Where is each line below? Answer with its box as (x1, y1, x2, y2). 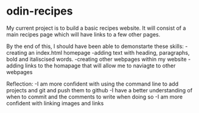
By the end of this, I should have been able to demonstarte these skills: (6, 43, 184, 50)
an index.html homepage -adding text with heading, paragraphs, (28, 49, 190, 56)
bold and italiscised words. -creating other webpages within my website (6, 55, 187, 63)
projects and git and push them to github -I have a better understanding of (6, 86, 193, 94)
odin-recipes (6, 4, 73, 18)
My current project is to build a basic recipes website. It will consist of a (6, 24, 186, 32)
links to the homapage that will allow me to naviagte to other (25, 62, 176, 69)
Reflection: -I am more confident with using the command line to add (6, 80, 179, 87)
